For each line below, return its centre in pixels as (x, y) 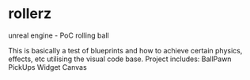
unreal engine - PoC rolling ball (59, 35)
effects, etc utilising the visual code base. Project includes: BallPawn (120, 59)
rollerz (30, 14)
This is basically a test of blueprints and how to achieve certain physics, (125, 50)
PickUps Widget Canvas (47, 67)
